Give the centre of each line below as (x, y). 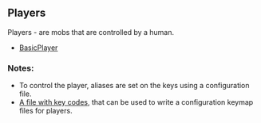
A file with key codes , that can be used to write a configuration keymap (136, 102)
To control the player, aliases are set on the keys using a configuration (134, 86)
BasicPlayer (38, 48)
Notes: (21, 68)
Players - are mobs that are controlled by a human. (91, 32)
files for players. (45, 111)
